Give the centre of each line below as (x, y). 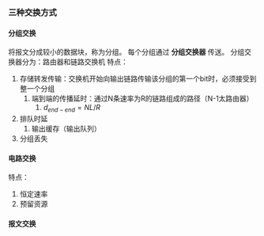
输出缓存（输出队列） (66, 128)
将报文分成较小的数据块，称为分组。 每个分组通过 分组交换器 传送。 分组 (126, 52)
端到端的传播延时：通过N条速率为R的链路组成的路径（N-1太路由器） (142, 99)
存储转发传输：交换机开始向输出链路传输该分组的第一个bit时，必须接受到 (138, 79)
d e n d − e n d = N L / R (72, 108)
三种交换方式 (33, 12)
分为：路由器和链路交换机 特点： (75, 62)
